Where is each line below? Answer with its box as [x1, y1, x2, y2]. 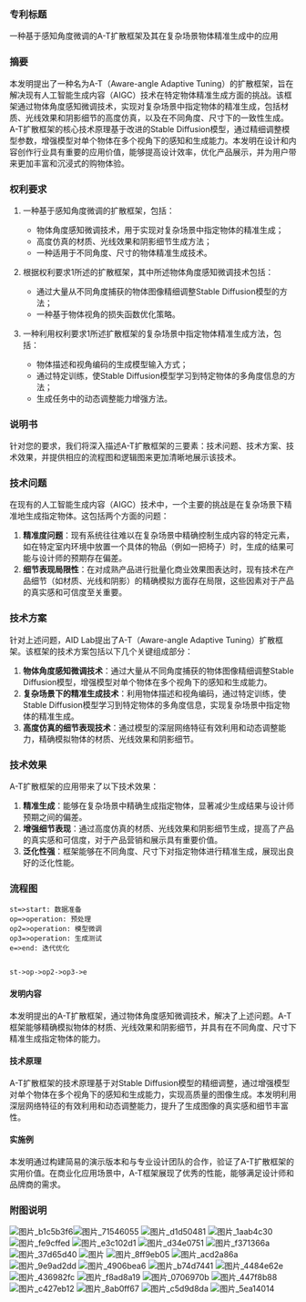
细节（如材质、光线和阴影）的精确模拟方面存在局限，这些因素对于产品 [30, 576, 294, 587]
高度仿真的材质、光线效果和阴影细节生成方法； [36, 235, 212, 247]
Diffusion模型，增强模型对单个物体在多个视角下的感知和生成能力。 [22, 676, 272, 687]
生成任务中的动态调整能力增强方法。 [36, 393, 173, 404]
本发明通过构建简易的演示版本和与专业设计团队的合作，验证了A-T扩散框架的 [9, 1155, 294, 1167]
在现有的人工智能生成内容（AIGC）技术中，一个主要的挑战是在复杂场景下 [9, 499, 285, 510]
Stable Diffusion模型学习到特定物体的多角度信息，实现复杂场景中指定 [22, 699, 282, 710]
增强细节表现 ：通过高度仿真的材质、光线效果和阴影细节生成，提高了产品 [22, 823, 294, 835]
